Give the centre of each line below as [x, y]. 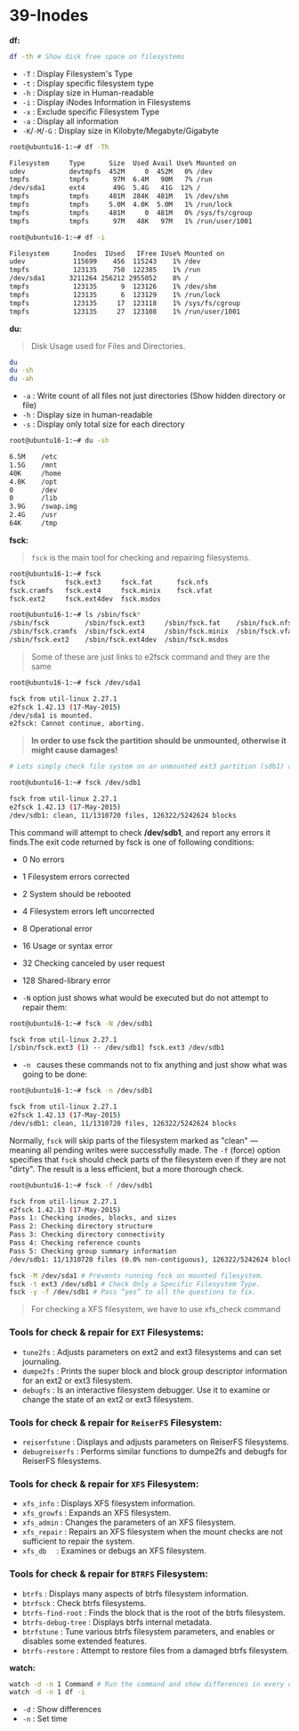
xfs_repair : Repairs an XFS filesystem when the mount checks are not [152, 1532]
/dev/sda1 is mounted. [51, 715]
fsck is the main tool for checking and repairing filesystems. [141, 557]
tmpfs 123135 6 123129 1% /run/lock [115, 295]
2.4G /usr [33, 515]
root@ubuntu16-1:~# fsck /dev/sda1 [75, 682]
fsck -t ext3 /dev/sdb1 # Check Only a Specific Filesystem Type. [135, 1284]
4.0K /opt [33, 482]
